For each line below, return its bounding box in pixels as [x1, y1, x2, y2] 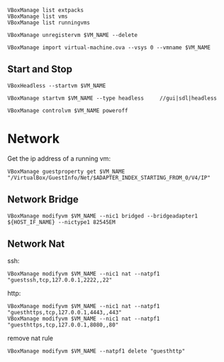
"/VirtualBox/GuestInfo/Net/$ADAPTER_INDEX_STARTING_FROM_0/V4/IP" [7, 174, 211, 181]
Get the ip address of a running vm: [7, 154, 111, 163]
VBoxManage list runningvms [7, 19, 91, 26]
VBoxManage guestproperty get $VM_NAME [7, 168, 125, 175]
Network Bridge [7, 193, 79, 206]
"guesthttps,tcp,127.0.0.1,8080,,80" [7, 321, 119, 329]
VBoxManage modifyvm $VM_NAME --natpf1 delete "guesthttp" [7, 348, 186, 355]
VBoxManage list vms [7, 13, 69, 20]
